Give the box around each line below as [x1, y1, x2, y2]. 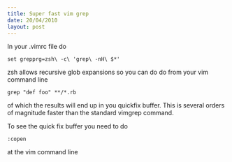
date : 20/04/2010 [7, 17, 58, 24]
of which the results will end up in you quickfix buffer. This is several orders [7, 101, 225, 110]
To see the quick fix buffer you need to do [7, 122, 128, 131]
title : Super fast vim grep [7, 10, 89, 17]
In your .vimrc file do [7, 43, 67, 51]
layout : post [7, 23, 45, 30]
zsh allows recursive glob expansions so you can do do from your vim [7, 68, 208, 77]
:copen [7, 135, 27, 143]
